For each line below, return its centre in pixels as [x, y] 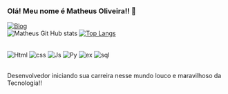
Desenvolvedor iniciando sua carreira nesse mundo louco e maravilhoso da [114, 75]
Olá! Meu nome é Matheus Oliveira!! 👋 [72, 11]
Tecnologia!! [25, 83]
